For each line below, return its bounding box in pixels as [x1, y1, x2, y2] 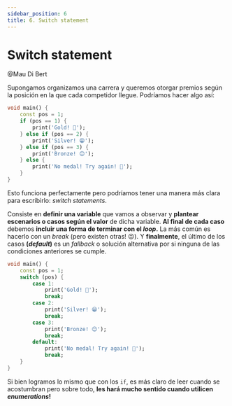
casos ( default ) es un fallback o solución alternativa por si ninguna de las [7, 239, 220, 248]
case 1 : [32, 280, 55, 287]
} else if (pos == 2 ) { [20, 130, 89, 137]
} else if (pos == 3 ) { [20, 143, 89, 150]
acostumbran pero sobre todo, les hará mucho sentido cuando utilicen [7, 384, 214, 393]
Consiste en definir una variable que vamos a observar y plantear [7, 209, 199, 218]
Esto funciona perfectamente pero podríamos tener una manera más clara [7, 188, 221, 197]
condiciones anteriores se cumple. [7, 246, 107, 255]
